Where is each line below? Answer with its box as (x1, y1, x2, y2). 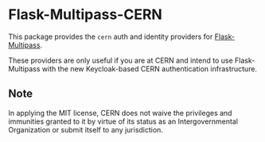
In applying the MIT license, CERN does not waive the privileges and (8, 108, 232, 117)
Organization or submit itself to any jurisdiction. (8, 125, 163, 134)
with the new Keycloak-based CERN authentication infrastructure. (41, 63, 257, 73)
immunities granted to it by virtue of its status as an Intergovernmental (8, 117, 239, 126)
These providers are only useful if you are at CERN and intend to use (8, 56, 233, 65)
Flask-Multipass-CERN (8, 6, 163, 24)
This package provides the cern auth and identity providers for (8, 32, 213, 41)
